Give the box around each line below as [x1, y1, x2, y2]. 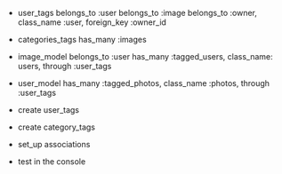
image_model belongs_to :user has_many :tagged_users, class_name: [17, 51, 273, 61]
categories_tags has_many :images [17, 35, 147, 44]
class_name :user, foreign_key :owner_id [17, 17, 167, 28]
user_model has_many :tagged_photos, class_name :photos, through [17, 78, 270, 88]
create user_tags [17, 105, 80, 115]
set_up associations [17, 139, 91, 149]
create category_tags [17, 122, 96, 132]
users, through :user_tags [17, 61, 112, 71]
